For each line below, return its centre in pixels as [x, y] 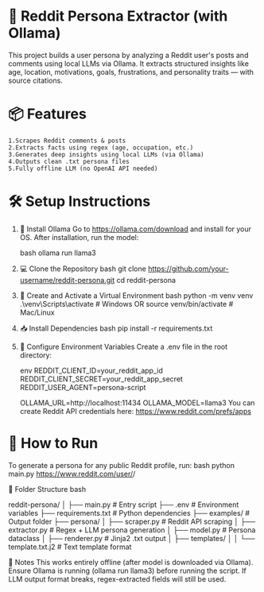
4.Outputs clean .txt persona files [69, 161]
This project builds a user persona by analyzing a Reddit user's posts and [128, 55]
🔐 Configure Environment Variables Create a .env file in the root [124, 346]
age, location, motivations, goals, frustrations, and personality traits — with [131, 72]
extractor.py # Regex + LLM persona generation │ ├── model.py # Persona [132, 530]
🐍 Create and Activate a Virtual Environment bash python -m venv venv [136, 295]
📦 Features [48, 114]
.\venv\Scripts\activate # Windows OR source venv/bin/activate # [126, 304]
